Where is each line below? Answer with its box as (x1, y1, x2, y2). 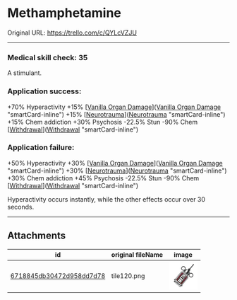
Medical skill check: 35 (7, 52, 88, 62)
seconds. (7, 202, 35, 211)
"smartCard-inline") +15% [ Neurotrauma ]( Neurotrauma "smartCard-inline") (7, 110, 226, 118)
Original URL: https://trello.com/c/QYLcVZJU (7, 28, 138, 37)
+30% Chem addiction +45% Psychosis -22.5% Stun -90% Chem (7, 173, 200, 182)
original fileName (111, 250, 164, 259)
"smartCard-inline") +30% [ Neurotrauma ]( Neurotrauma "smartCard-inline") (7, 166, 227, 175)
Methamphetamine (7, 5, 121, 21)
